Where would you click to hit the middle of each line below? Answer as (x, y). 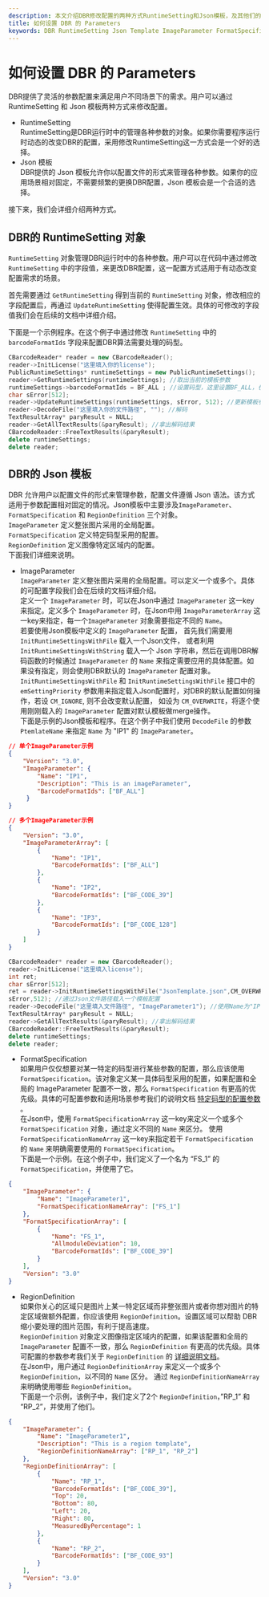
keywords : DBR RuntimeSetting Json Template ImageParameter (111, 30)
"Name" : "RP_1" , (78, 1481)
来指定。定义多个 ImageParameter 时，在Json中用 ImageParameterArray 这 (140, 611)
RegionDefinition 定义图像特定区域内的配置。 (84, 545)
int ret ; (23, 977)
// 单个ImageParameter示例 (51, 746)
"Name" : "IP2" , (76, 888)
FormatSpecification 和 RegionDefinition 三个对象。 (95, 515)
